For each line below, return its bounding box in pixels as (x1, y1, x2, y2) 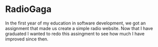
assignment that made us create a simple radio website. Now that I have (5, 25, 153, 31)
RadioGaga (5, 3, 52, 15)
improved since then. (5, 36, 49, 42)
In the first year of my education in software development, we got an (5, 20, 146, 26)
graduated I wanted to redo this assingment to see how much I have (5, 30, 145, 36)
